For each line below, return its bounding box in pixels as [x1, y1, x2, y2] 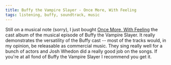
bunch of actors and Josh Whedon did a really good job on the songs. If [5, 48, 158, 54]
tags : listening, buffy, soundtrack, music [5, 12, 100, 17]
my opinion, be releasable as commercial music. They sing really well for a [5, 42, 163, 49]
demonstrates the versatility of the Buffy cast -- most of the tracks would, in [5, 37, 166, 44]
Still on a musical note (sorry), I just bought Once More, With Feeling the [5, 26, 158, 32]
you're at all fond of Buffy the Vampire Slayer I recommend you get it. [5, 53, 152, 59]
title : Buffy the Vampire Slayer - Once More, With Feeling [5, 7, 137, 13]
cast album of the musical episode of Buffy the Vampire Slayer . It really [5, 32, 156, 38]
